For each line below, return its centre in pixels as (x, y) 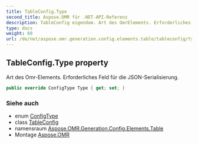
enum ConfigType (36, 116)
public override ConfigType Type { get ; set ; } (66, 88)
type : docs (19, 28)
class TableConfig (37, 122)
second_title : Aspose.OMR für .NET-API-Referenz (67, 17)
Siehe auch (23, 103)
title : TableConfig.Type (37, 12)
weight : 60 (19, 34)
